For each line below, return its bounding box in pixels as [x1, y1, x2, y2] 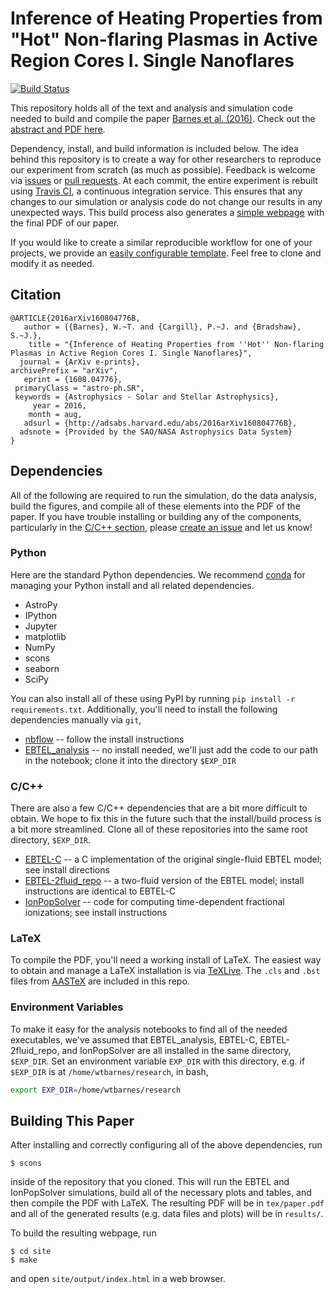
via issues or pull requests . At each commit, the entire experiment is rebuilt [10, 174, 318, 186]
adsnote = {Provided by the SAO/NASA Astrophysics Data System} [19, 427, 293, 437]
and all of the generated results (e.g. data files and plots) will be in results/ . [10, 1208, 324, 1220]
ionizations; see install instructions [24, 907, 168, 919]
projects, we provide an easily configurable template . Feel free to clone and [10, 247, 322, 259]
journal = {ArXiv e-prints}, [19, 357, 141, 367]
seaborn [24, 662, 60, 674]
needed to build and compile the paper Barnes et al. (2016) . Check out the [10, 112, 316, 124]
